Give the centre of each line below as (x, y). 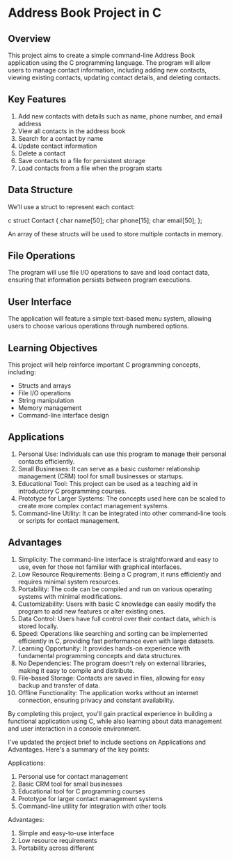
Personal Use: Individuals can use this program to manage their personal (122, 454)
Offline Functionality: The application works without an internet (108, 692)
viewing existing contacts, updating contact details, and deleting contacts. (114, 77)
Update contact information (57, 146)
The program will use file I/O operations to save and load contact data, (109, 273)
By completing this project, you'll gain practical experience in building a (110, 713)
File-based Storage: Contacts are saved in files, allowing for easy (111, 678)
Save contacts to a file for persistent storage (81, 160)
